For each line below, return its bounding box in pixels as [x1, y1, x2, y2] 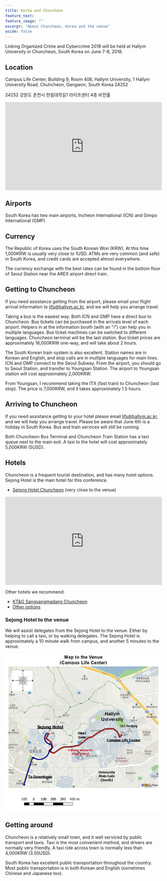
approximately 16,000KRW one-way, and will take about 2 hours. [5, 340, 138, 346]
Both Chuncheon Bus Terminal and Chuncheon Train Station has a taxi [5, 433, 149, 439]
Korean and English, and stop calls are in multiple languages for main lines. [5, 355, 159, 361]
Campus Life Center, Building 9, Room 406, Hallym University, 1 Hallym [5, 76, 150, 82]
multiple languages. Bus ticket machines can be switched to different [5, 329, 147, 335]
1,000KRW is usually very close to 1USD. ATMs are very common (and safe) [5, 251, 160, 256]
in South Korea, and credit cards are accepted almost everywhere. [5, 256, 141, 262]
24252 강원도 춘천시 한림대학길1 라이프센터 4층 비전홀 [5, 92, 111, 98]
